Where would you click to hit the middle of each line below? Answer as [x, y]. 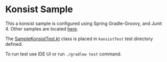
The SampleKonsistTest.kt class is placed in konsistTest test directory [79, 39]
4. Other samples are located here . [42, 28]
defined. [14, 44]
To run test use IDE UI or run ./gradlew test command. [63, 54]
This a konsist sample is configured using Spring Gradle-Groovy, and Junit [84, 23]
